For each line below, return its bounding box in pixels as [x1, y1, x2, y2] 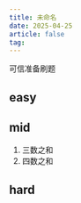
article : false [9, 29, 65, 38]
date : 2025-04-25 [9, 21, 73, 30]
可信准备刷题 [9, 63, 55, 74]
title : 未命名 [9, 12, 57, 22]
